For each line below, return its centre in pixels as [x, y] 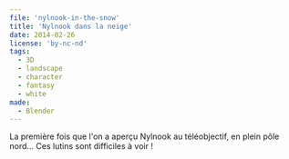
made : [20, 102]
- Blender [36, 111]
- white [32, 94]
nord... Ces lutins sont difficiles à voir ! [81, 146]
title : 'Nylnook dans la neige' [71, 26]
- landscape [41, 69]
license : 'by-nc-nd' [49, 43]
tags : [20, 52]
